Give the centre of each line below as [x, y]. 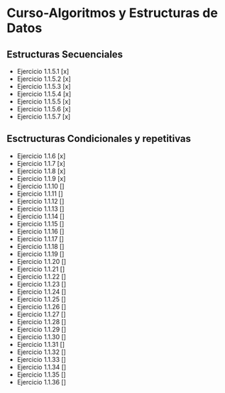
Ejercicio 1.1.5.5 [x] [44, 101]
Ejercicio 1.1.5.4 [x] [44, 94]
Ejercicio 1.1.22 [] [42, 276]
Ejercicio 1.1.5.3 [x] [44, 86]
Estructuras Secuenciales [65, 54]
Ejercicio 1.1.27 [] [41, 314]
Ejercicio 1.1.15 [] [40, 223]
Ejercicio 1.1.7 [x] [41, 163]
